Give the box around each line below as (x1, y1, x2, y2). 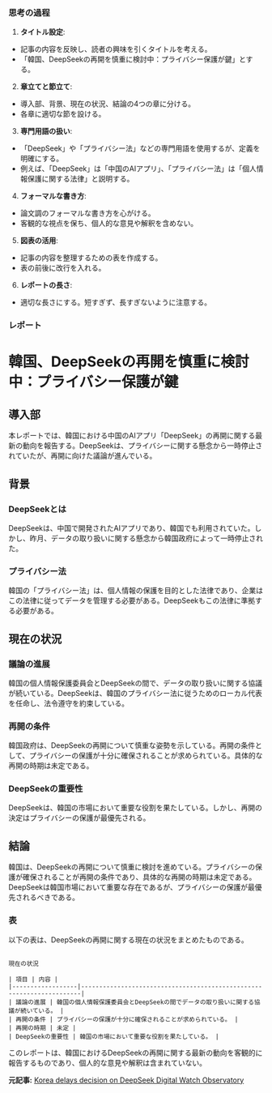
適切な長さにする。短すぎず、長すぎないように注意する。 (19, 297, 212, 307)
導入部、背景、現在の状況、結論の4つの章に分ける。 (19, 99, 196, 109)
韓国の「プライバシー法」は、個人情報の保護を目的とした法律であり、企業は (8, 586, 264, 596)
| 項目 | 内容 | (8, 975, 58, 984)
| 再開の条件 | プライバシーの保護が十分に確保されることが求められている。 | (8, 1015, 239, 1023)
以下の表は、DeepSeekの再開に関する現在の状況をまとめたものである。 (8, 934, 249, 945)
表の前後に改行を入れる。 (19, 263, 106, 273)
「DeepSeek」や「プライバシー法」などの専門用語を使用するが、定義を (19, 143, 261, 153)
